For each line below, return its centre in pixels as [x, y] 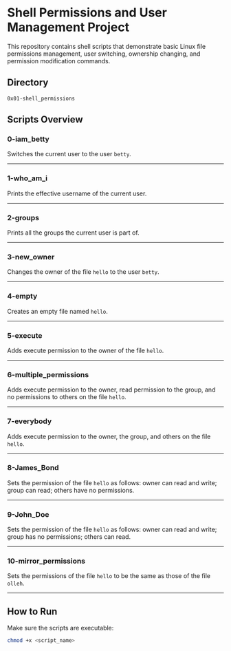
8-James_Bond [33, 468]
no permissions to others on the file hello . [67, 397]
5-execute [25, 335]
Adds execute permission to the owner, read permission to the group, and [111, 389]
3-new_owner [31, 257]
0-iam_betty [28, 139]
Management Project [68, 27]
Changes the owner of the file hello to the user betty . [83, 272]
